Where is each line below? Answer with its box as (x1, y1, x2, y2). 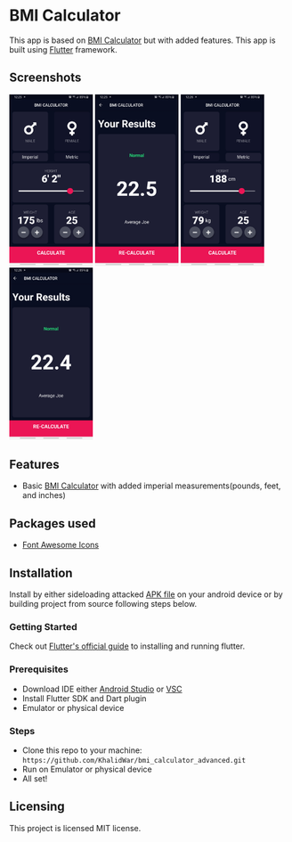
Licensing (9, 799, 65, 814)
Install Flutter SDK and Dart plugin (21, 692, 147, 704)
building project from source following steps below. (9, 599, 198, 609)
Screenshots (9, 70, 82, 86)
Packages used (9, 516, 96, 531)
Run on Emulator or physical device (21, 764, 153, 774)
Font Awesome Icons (21, 540, 100, 551)
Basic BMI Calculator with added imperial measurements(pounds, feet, (21, 480, 281, 491)
